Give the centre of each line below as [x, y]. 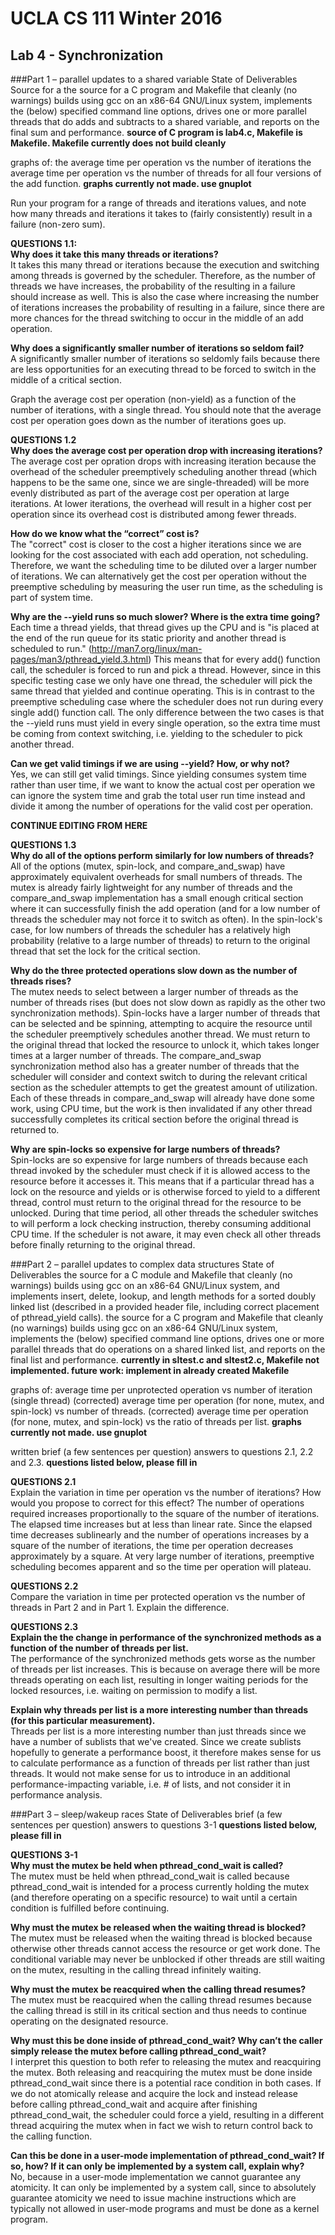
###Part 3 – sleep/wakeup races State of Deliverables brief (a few [146, 1814]
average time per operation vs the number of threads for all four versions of [166, 173]
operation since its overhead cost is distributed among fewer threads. [153, 514]
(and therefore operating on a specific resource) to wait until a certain [154, 1897]
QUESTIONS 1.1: [44, 243]
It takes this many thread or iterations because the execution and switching [165, 265]
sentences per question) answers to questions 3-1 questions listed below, [164, 1825]
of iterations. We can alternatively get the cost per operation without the [158, 576]
